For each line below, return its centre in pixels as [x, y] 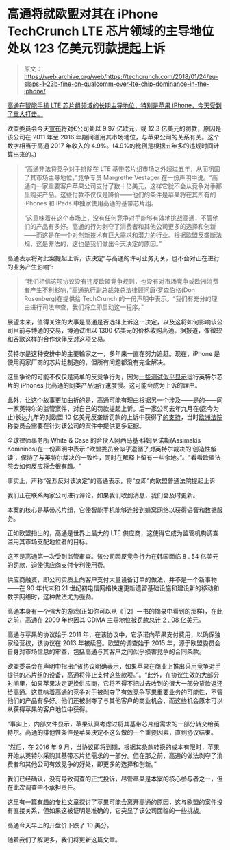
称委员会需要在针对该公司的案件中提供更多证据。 [76, 425]
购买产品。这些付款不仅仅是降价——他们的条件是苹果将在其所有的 [123, 194]
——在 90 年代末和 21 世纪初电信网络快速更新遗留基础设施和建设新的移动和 [113, 588]
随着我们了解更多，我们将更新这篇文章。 [64, 840]
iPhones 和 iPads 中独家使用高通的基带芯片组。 [90, 203]
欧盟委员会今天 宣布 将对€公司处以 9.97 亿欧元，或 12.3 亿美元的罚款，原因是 [114, 128]
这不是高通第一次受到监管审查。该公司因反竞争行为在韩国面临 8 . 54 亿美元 [113, 556]
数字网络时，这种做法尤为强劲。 [52, 596]
